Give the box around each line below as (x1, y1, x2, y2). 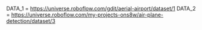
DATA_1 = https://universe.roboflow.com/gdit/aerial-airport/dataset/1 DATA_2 (6, 5, 196, 12)
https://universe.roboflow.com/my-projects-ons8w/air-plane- (11, 11, 164, 18)
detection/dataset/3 (6, 18, 55, 24)
